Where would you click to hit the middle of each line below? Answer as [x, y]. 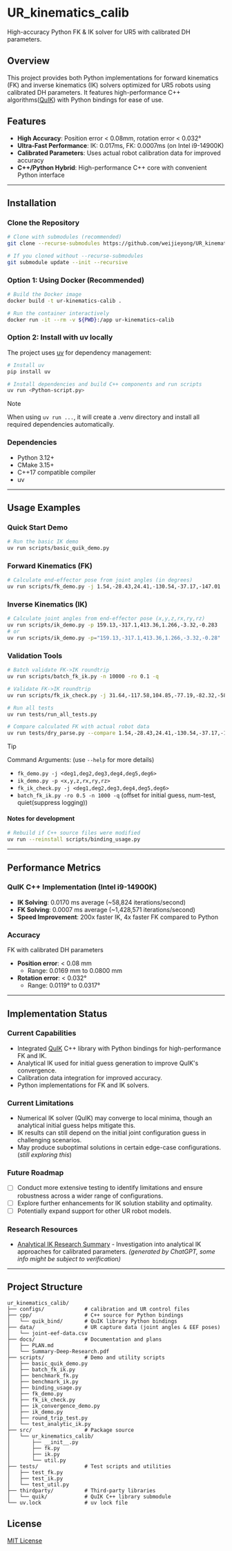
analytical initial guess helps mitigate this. [76, 1126]
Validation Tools [35, 656]
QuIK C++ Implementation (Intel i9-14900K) [82, 887]
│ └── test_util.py [38, 1485]
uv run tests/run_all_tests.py [52, 714]
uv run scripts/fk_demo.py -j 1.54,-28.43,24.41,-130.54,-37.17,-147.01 [114, 587]
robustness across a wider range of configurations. [90, 1196]
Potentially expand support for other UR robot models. [94, 1211]
